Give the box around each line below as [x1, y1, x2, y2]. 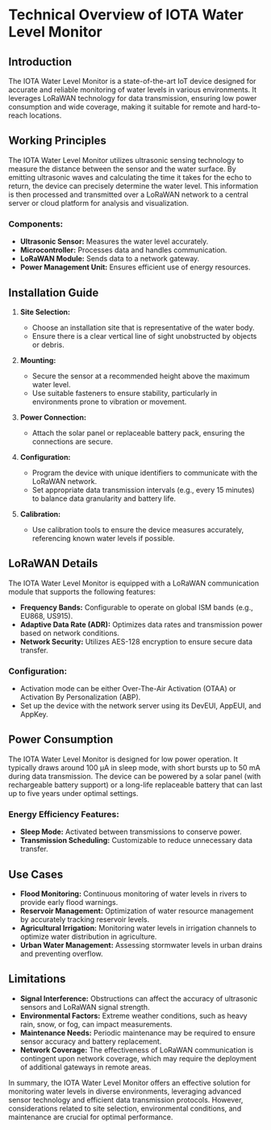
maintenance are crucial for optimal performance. [8, 1111, 173, 1122]
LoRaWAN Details [8, 557, 98, 570]
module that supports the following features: [8, 586, 156, 596]
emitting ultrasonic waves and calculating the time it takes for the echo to [8, 172, 252, 182]
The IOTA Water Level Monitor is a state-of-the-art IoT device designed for [8, 77, 256, 85]
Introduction [8, 55, 73, 69]
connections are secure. [31, 436, 113, 446]
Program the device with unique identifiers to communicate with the [31, 468, 258, 477]
